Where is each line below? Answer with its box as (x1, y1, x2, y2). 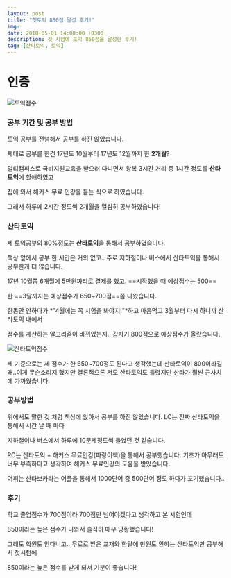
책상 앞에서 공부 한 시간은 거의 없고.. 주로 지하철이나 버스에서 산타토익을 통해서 (7, 253, 220, 262)
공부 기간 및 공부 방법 (7, 117, 73, 127)
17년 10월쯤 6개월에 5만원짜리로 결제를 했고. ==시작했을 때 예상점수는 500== (7, 277, 217, 285)
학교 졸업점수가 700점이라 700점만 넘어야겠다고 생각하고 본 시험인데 (7, 511, 193, 519)
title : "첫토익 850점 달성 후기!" (7, 17, 96, 24)
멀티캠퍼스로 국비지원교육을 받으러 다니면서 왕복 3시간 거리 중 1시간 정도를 (7, 164, 208, 173)
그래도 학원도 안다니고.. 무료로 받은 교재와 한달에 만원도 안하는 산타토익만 (7, 540, 205, 548)
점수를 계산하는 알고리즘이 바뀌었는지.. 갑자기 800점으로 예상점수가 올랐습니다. (7, 330, 221, 338)
